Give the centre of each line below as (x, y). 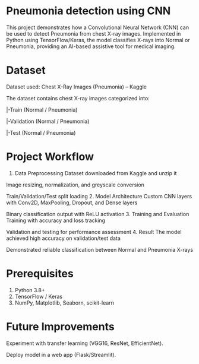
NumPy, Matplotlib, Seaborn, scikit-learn (64, 303)
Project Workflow (50, 157)
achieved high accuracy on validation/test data (63, 238)
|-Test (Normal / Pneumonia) (41, 132)
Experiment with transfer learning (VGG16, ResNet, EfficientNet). (85, 343)
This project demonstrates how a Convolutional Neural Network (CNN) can (97, 27)
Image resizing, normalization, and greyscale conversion (75, 185)
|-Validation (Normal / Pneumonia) (48, 121)
